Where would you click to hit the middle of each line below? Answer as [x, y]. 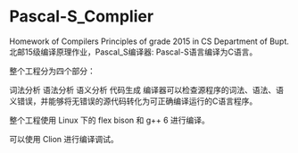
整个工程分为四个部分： [52, 71]
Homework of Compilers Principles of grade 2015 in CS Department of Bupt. [149, 41]
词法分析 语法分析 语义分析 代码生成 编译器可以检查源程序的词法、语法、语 [146, 89]
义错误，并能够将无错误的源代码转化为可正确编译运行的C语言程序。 [133, 101]
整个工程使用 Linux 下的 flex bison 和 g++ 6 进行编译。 [109, 120]
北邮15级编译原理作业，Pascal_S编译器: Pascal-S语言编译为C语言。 [133, 52]
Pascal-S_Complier [82, 17]
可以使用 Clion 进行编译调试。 [64, 139]
